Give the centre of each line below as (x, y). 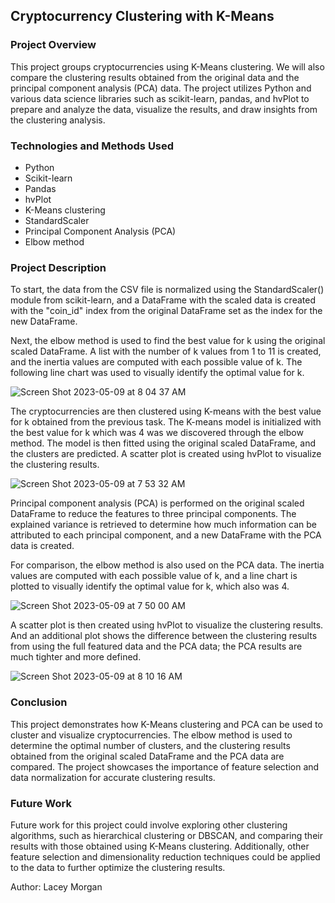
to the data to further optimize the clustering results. (118, 867)
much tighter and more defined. (76, 657)
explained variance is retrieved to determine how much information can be (163, 525)
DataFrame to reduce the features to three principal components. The (153, 514)
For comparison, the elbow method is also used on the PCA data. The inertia (167, 565)
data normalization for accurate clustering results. (113, 777)
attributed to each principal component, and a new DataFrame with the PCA (166, 535)
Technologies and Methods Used (92, 146)
